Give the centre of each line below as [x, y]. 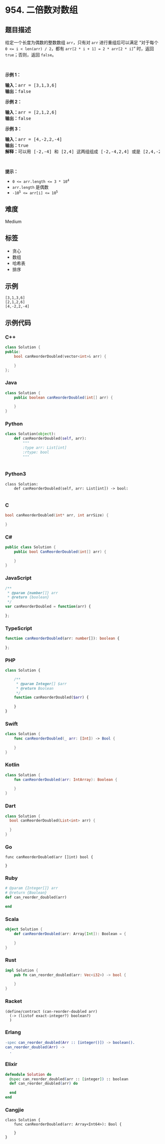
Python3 [15, 474]
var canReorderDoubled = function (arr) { [48, 607]
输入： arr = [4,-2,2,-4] [34, 139]
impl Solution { [22, 970]
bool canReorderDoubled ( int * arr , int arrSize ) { [57, 515]
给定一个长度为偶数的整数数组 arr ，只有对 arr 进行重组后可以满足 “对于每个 [82, 43]
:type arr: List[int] [45, 448]
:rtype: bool [36, 452]
